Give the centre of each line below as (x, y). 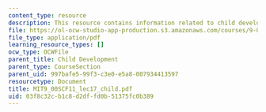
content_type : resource (47, 15)
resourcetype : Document (47, 81)
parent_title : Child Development (63, 60)
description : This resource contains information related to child (122, 23)
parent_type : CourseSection (55, 67)
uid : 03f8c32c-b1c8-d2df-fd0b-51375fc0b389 (81, 96)
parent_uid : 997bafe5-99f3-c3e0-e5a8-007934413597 (93, 74)
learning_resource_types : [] (56, 45)
